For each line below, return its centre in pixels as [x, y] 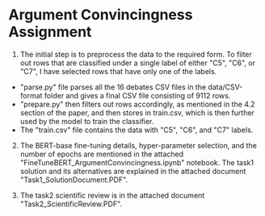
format [31, 95]
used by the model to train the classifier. [87, 121]
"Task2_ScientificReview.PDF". [71, 204]
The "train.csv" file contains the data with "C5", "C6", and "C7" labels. [137, 130]
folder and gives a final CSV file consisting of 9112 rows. [137, 95]
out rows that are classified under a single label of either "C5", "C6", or [138, 63]
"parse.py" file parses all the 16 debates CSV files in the [113, 87]
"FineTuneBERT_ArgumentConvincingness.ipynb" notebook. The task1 [137, 162]
